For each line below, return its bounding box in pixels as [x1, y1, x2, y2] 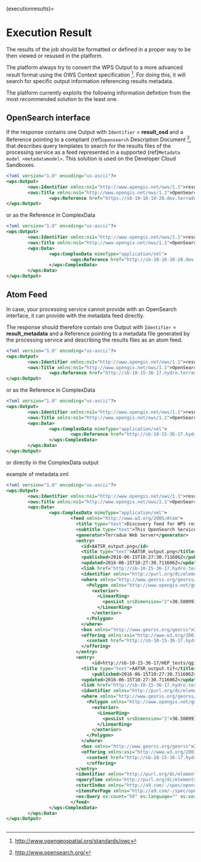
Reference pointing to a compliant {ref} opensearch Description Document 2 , [6, 135, 191, 143]
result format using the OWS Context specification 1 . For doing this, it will [6, 70, 186, 78]
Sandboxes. [6, 162, 36, 169]
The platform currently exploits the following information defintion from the [6, 89, 191, 96]
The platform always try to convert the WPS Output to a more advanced [6, 63, 183, 71]
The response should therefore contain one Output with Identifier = [6, 323, 176, 331]
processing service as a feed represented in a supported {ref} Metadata [6, 149, 181, 156]
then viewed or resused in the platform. [6, 52, 103, 59]
